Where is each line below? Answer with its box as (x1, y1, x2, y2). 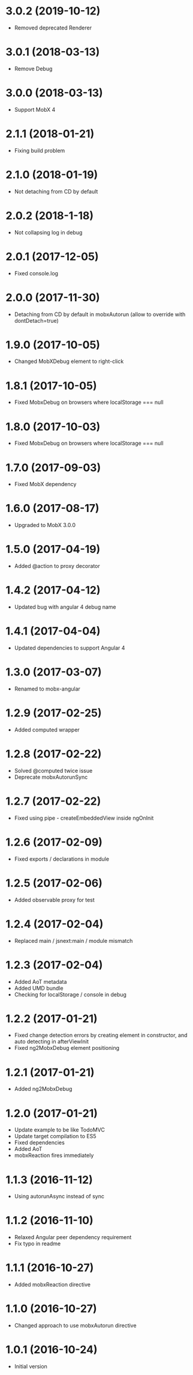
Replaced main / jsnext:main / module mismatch (14, 937, 133, 944)
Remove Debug (14, 65, 53, 72)
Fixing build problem (14, 147, 65, 154)
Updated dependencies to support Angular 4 (14, 644, 125, 651)
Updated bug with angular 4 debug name (14, 603, 116, 611)
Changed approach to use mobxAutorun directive (14, 1322, 137, 1329)
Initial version (14, 1363, 47, 1370)
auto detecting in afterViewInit (14, 1038, 89, 1045)
